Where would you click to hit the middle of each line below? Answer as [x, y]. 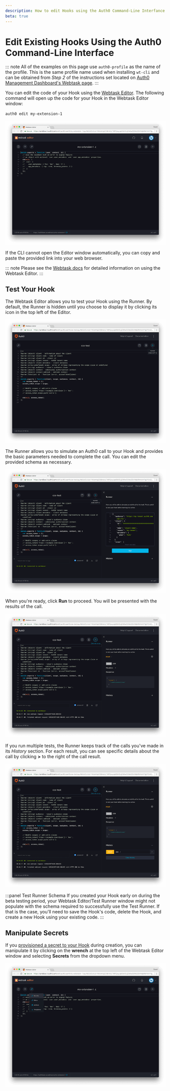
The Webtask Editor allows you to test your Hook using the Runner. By [79, 302]
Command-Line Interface [60, 53]
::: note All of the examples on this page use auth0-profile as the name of [83, 67]
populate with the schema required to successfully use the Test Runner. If [82, 906]
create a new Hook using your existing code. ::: [55, 917]
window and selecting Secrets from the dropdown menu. [65, 956]
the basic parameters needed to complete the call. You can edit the [76, 457]
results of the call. [24, 607]
